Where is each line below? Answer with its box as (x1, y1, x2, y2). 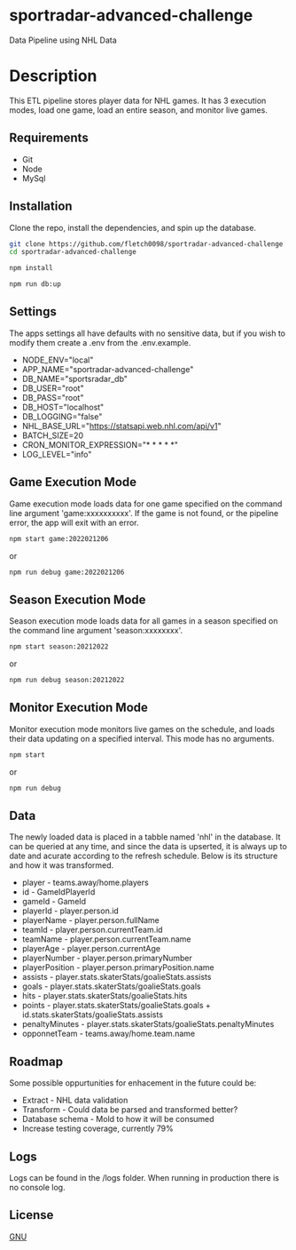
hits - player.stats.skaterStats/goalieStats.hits (21, 991, 188, 1001)
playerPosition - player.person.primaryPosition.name (21, 962, 214, 973)
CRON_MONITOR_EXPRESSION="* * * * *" (21, 439, 179, 450)
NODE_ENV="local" (21, 354, 94, 365)
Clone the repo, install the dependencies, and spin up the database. (9, 222, 257, 233)
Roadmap (9, 1054, 64, 1069)
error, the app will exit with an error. (9, 517, 139, 528)
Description (9, 66, 97, 86)
